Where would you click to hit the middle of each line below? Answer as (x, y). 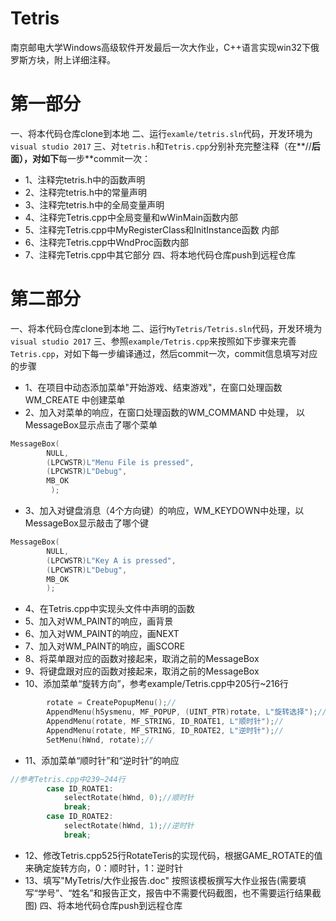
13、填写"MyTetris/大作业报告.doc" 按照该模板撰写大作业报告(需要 (161, 880)
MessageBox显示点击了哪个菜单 (91, 424)
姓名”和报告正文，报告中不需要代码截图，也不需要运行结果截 (196, 893)
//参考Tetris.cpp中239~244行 (68, 779)
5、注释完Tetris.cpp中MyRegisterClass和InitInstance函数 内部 (152, 229)
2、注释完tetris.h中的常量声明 (86, 192)
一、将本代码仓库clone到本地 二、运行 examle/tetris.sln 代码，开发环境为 (161, 133)
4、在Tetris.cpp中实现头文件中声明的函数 (109, 609)
